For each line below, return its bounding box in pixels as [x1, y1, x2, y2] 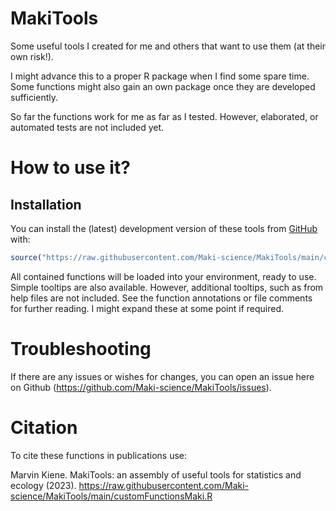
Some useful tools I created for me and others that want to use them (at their [10, 40, 326, 52]
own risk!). [10, 50, 54, 62]
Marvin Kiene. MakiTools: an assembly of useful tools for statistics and [10, 468, 302, 481]
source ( [10, 252, 43, 262]
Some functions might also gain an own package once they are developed [10, 80, 316, 92]
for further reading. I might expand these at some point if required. [10, 302, 285, 314]
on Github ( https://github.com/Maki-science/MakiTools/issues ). [10, 381, 272, 393]
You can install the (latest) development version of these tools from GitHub [10, 222, 318, 234]
